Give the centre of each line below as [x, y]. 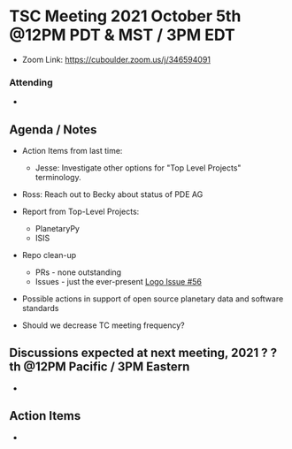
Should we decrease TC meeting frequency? [103, 325]
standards [40, 308]
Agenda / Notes [53, 129]
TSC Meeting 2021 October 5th [125, 16]
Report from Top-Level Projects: [81, 212]
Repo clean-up [49, 255]
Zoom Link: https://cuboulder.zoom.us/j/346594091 [116, 59]
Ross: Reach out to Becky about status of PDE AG [112, 194]
